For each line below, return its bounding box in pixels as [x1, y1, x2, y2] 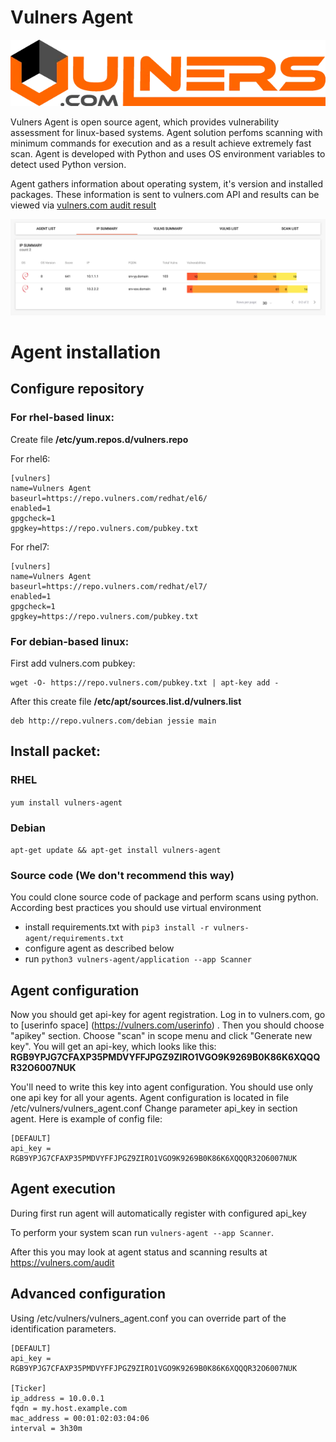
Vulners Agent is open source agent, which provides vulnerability [10, 116, 280, 128]
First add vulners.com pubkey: [10, 657, 136, 669]
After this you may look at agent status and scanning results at [10, 1246, 268, 1258]
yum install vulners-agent [10, 797, 123, 808]
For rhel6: [10, 452, 51, 465]
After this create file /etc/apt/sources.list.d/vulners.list [10, 695, 242, 707]
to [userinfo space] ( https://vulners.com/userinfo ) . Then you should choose [10, 1019, 325, 1031]
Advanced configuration [10, 1286, 167, 1303]
